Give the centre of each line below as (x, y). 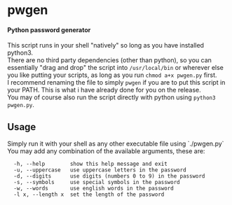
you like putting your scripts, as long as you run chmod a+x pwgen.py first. (112, 75)
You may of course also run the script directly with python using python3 (111, 97)
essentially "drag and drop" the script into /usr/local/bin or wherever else (116, 68)
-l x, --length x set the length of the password (89, 195)
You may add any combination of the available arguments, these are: (106, 151)
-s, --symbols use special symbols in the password (97, 183)
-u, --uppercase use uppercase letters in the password (100, 170)
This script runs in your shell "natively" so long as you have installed (106, 45)
